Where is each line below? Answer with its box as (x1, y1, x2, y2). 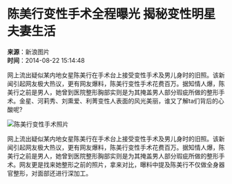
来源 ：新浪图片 (7, 48, 50, 56)
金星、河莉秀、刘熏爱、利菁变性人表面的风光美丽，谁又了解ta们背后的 (19, 96, 219, 105)
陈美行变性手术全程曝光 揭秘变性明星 (7, 6, 216, 22)
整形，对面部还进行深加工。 (12, 169, 92, 177)
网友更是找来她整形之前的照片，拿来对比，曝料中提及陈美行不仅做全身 (19, 160, 219, 169)
